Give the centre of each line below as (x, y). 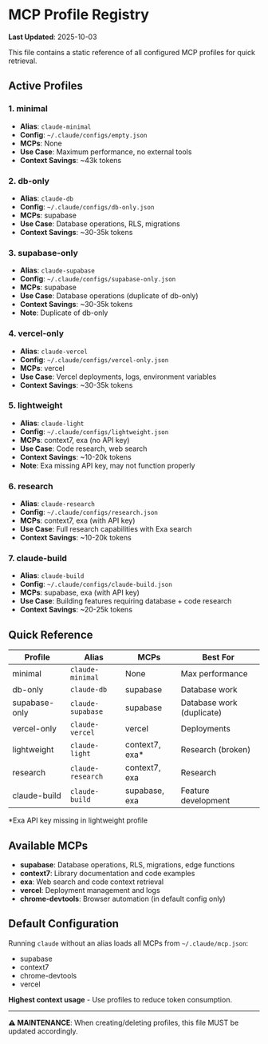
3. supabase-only (43, 253)
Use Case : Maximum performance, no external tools (106, 151)
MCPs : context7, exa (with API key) (77, 520)
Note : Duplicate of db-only (64, 313)
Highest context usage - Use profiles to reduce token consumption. (120, 999)
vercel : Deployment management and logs (90, 891)
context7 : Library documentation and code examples (107, 874)
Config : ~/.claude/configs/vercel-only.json (94, 359)
